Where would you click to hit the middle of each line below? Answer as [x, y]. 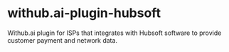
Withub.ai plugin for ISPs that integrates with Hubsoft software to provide [114, 33]
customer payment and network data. [63, 40]
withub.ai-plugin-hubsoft [84, 13]
